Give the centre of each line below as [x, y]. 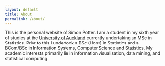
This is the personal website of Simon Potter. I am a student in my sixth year [82, 33]
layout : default [22, 10]
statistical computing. [27, 59]
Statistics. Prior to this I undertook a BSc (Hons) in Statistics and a [72, 43]
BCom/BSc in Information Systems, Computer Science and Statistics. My [79, 48]
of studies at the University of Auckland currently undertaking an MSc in [78, 38]
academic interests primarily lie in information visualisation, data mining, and [83, 53]
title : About [18, 14]
